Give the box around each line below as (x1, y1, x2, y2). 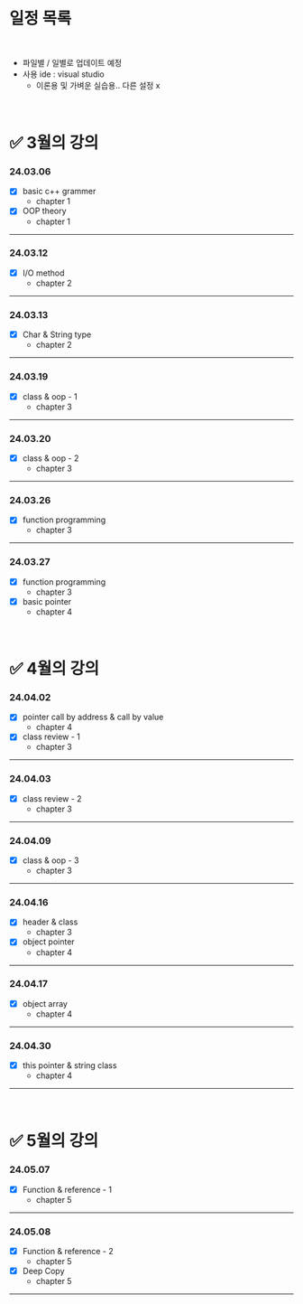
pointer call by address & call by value (22, 711, 164, 723)
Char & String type (22, 329, 92, 340)
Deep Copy (22, 1266, 65, 1277)
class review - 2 (22, 793, 83, 804)
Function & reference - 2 (22, 1246, 115, 1257)
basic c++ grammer (22, 186, 96, 197)
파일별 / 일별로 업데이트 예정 (22, 57, 123, 68)
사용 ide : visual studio (22, 69, 106, 80)
